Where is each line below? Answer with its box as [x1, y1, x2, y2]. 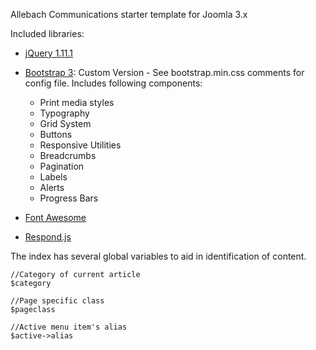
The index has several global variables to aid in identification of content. [10, 250, 307, 262]
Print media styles [39, 97, 115, 108]
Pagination [39, 160, 85, 172]
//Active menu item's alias [10, 322, 128, 332]
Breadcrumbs [39, 150, 97, 161]
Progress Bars [39, 192, 99, 204]
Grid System [39, 118, 92, 129]
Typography [39, 107, 90, 119]
